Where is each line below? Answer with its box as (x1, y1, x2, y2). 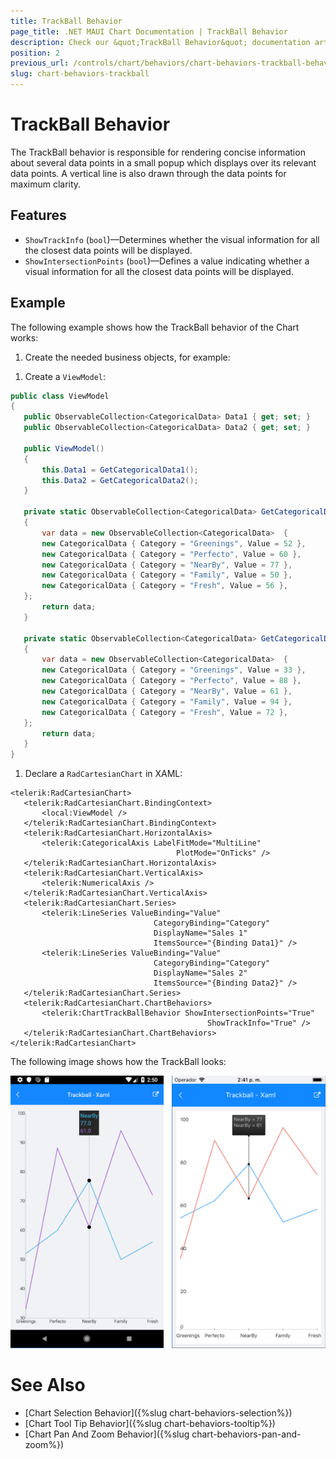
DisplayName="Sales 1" (153, 928, 248, 939)
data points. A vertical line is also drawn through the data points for (10, 167, 287, 179)
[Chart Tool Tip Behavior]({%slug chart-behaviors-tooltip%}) (24, 1418, 276, 1430)
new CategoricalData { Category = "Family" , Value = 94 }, (41, 696, 293, 707)
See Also (10, 1374, 86, 1397)
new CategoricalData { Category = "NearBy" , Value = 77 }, (41, 560, 293, 570)
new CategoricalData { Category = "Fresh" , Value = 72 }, (41, 707, 289, 717)
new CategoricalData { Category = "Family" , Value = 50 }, (41, 570, 293, 580)
